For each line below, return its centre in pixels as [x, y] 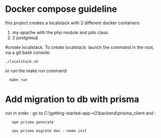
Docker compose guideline [61, 9]
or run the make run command [36, 71]
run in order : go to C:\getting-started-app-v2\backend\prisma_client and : [80, 113]
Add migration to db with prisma [72, 99]
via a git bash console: [28, 52]
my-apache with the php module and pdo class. [61, 32]
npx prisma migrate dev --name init [49, 131]
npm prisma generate [33, 122]
